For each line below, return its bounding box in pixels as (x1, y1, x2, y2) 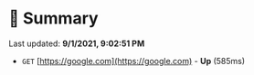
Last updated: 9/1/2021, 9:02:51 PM (8, 38, 145, 49)
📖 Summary (8, 8, 99, 29)
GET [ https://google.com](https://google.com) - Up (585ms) (21, 55, 246, 66)
